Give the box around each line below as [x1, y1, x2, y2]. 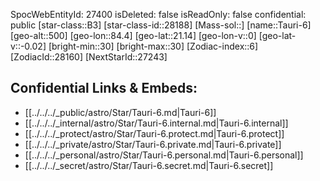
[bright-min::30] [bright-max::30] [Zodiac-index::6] [48, 40, 259, 52]
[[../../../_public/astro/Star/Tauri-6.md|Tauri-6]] [24, 106, 217, 118]
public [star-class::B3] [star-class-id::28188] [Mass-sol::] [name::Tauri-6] [10, 19, 312, 31]
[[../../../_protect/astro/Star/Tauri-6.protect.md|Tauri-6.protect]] [24, 127, 285, 139]
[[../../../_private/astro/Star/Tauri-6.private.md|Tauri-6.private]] [24, 138, 282, 150]
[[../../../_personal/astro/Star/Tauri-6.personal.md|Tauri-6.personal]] [24, 149, 304, 161]
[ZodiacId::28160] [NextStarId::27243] [10, 51, 168, 63]
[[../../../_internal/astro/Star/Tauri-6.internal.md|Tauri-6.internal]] [24, 117, 289, 129]
